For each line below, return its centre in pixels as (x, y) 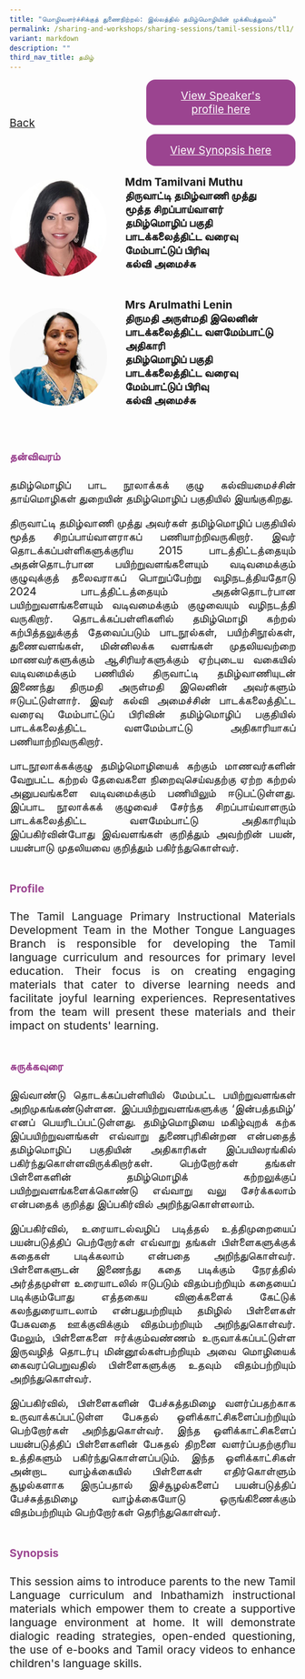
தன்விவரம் (35, 457)
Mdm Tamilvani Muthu (184, 182)
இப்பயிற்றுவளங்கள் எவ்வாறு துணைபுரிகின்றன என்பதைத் (152, 1136)
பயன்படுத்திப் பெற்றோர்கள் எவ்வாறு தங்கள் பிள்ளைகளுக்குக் (152, 1242)
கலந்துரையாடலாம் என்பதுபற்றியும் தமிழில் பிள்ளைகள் (152, 1311)
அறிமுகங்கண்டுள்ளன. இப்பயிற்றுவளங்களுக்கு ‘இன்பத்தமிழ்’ (152, 1108)
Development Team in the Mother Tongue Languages (152, 930)
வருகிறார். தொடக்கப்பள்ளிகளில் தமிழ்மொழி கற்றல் (152, 618)
